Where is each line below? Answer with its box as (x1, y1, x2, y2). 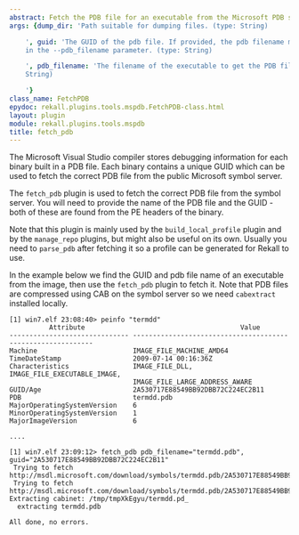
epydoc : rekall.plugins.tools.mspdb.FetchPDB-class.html (9, 102, 225, 111)
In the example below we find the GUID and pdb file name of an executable (9, 270, 285, 280)
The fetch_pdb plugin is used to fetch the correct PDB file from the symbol (9, 188, 282, 199)
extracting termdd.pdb (17, 502, 101, 512)
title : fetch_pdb (9, 127, 74, 136)
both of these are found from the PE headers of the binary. (9, 207, 224, 218)
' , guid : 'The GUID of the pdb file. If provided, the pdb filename (25, 37, 285, 46)
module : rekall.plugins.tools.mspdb (9, 119, 145, 128)
